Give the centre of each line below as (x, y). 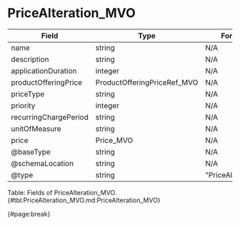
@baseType (31, 152)
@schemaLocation (42, 163)
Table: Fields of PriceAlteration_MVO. (62, 192)
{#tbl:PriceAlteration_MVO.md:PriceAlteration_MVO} (84, 200)
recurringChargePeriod (50, 117)
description (30, 59)
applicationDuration (44, 70)
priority (23, 105)
